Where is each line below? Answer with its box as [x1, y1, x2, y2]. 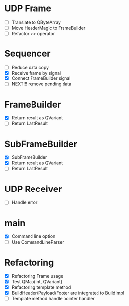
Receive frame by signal [11, 70, 61, 76]
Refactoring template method [11, 284, 71, 290]
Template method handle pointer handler [11, 295, 95, 301]
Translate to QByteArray [11, 19, 61, 25]
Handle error [11, 199, 38, 205]
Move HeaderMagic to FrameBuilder [11, 25, 86, 31]
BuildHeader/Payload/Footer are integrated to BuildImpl [11, 290, 124, 296]
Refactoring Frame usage [11, 273, 64, 279]
